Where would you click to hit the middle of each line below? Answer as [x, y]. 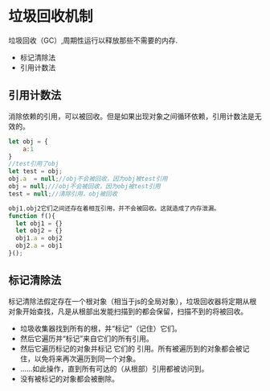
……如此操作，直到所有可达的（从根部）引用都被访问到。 [114, 368]
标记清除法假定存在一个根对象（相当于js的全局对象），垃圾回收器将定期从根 [133, 301]
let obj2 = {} [39, 231]
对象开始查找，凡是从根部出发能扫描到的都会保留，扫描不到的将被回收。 [128, 311]
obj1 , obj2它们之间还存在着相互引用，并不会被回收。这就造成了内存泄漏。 [115, 208]
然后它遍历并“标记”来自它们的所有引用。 [87, 338]
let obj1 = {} [39, 223]
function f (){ [32, 216]
